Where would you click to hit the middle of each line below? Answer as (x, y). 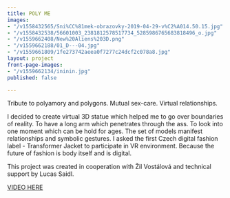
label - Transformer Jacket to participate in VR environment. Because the (111, 146)
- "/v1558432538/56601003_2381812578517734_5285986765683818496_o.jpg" (112, 33)
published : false (32, 78)
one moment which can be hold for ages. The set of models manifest (105, 131)
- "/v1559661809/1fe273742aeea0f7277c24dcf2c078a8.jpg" (89, 52)
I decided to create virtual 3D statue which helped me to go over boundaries (115, 117)
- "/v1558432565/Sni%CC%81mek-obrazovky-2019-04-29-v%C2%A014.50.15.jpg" (115, 26)
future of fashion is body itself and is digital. (70, 153)
